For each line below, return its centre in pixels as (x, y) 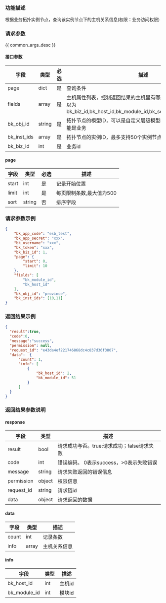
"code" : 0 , (20, 336)
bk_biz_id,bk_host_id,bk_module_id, (108, 111)
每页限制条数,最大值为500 (86, 193)
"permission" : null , (31, 345)
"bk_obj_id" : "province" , (41, 294)
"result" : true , (25, 332)
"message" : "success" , (32, 341)
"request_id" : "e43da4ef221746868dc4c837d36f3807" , (64, 350)
